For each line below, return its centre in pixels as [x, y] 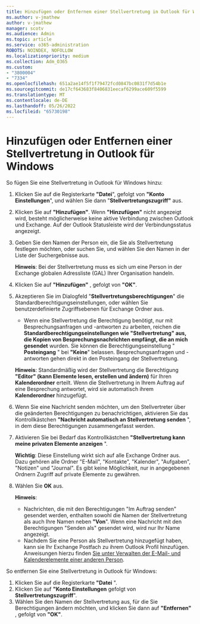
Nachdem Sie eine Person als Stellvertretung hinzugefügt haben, [103, 541]
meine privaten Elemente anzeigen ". [61, 444]
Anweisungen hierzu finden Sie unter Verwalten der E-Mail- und [102, 553]
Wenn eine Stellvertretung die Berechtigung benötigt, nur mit [98, 321]
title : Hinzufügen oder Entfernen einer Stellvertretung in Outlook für [98, 12]
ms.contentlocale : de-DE [37, 100]
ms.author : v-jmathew [33, 17]
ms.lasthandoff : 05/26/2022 [41, 106]
